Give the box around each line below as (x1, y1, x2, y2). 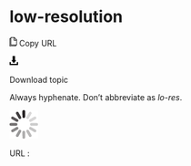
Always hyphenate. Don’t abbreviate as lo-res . (9, 91, 183, 102)
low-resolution (9, 6, 123, 27)
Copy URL (18, 37, 57, 48)
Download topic (9, 74, 69, 85)
